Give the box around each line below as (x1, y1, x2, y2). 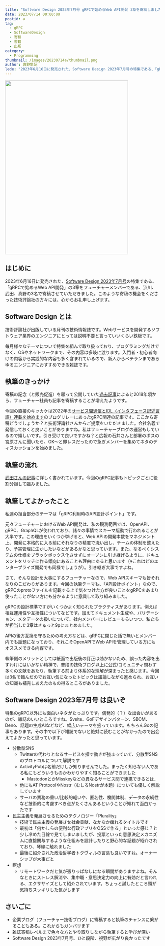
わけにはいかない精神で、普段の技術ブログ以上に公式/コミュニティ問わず (9, 662, 157, 668)
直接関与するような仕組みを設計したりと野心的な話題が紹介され (28, 837, 158, 843)
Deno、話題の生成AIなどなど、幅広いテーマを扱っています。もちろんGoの (5, 722, 154, 728)
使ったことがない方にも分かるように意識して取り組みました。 (5, 593, 130, 599)
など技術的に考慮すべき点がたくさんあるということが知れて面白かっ (19, 800, 157, 806)
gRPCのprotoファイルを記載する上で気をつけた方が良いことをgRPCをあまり (5, 587, 159, 593)
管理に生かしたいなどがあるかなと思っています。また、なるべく (22, 546, 151, 552)
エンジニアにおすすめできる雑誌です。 (13, 362, 91, 368)
